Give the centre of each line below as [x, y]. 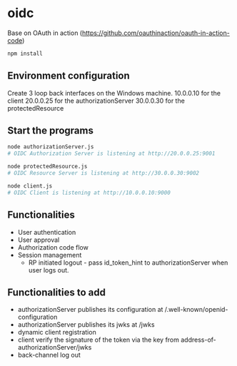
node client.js [30, 186]
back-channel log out [49, 355]
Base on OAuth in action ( [45, 33]
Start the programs [51, 131]
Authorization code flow [53, 247]
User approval [39, 240]
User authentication [47, 232]
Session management [50, 255]
